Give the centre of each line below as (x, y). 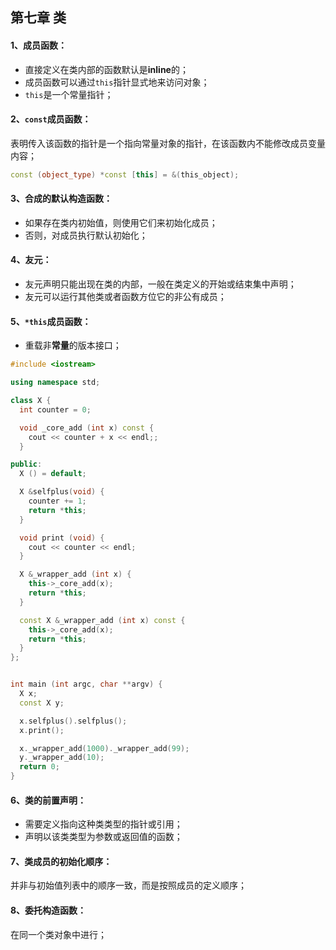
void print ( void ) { (62, 538)
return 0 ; (39, 767)
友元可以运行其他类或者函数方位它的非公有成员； (125, 297)
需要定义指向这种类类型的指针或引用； (103, 824)
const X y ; (42, 703)
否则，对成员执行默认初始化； (86, 235)
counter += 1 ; (57, 501)
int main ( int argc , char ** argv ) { (86, 684)
